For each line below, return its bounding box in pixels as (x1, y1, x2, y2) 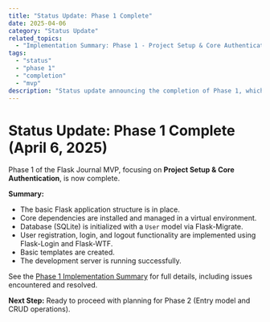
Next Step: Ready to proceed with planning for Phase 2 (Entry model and (8, 295, 251, 306)
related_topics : (8, 34, 63, 43)
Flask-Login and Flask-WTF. (19, 239, 113, 249)
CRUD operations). (8, 304, 71, 314)
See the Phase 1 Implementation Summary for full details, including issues (8, 271, 253, 282)
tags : (8, 49, 27, 57)
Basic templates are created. (19, 247, 115, 258)
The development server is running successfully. (19, 256, 182, 266)
